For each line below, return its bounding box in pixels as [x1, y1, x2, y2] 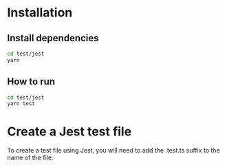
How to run [7, 76, 56, 87]
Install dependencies [7, 32, 99, 44]
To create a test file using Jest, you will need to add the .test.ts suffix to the [7, 146, 220, 155]
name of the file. [7, 153, 54, 162]
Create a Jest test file [7, 124, 132, 139]
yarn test [7, 100, 36, 107]
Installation [7, 5, 73, 21]
